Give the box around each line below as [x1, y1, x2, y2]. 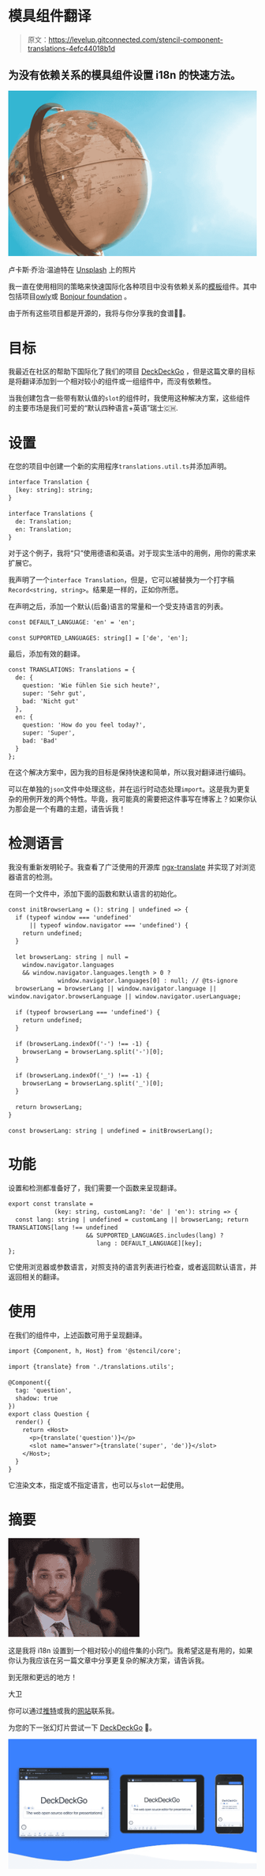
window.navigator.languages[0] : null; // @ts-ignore [58, 977, 238, 985]
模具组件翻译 [8, 7, 92, 25]
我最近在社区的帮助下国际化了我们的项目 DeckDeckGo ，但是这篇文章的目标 [8, 367, 256, 376]
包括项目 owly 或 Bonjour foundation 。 [8, 291, 132, 301]
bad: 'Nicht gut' [22, 697, 80, 705]
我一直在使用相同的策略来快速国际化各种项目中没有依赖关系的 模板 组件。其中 [8, 282, 257, 291]
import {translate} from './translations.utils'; [8, 1363, 175, 1371]
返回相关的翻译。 [8, 1273, 64, 1282]
